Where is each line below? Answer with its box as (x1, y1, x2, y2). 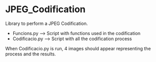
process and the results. (5, 51, 56, 57)
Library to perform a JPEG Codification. (5, 20, 88, 26)
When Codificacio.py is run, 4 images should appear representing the (5, 45, 151, 51)
